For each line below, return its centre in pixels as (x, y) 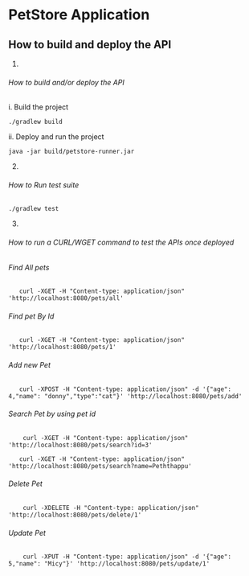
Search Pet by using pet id (52, 414)
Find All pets (29, 267)
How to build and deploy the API (90, 45)
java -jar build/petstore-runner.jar (71, 152)
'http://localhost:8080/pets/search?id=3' (80, 445)
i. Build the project (39, 107)
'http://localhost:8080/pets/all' (66, 298)
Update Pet (27, 533)
